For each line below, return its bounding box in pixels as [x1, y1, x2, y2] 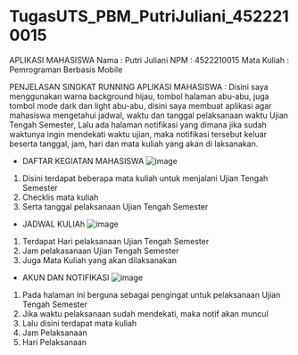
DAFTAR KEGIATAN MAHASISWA [21, 155, 145, 166]
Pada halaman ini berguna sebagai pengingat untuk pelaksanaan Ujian [21, 289, 281, 300]
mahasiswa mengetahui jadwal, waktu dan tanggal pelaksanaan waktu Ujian [9, 110, 288, 120]
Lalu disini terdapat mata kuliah [21, 318, 137, 328]
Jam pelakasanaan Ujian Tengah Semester [21, 245, 179, 256]
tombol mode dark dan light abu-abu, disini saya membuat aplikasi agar [9, 100, 272, 111]
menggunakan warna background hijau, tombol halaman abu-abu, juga [9, 91, 269, 102]
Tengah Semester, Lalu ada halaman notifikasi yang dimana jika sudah [9, 119, 268, 130]
